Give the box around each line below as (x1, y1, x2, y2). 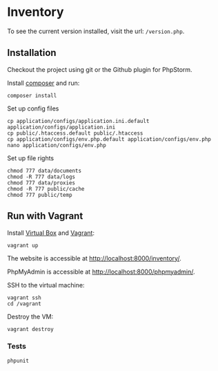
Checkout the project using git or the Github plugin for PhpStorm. (7, 65, 192, 73)
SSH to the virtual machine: (7, 280, 85, 289)
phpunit (7, 357, 30, 364)
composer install (7, 92, 57, 99)
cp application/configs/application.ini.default (7, 117, 150, 124)
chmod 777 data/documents (7, 167, 81, 174)
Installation (7, 47, 57, 59)
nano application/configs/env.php (7, 142, 107, 149)
